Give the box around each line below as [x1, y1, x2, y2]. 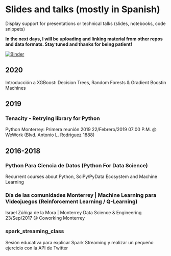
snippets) [5, 25, 26, 32]
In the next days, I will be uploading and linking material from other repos [5, 36, 163, 42]
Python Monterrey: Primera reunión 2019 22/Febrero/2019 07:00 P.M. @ [5, 126, 157, 133]
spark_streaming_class [5, 228, 64, 235]
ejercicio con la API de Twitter [5, 245, 68, 251]
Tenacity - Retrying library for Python [5, 115, 101, 122]
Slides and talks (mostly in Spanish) [5, 4, 160, 15]
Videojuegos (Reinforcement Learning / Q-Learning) [5, 198, 138, 205]
